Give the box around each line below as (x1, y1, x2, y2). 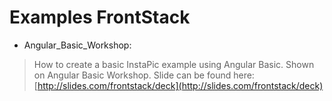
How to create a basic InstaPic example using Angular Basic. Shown (33, 58, 315, 70)
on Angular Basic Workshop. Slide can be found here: (33, 69, 255, 81)
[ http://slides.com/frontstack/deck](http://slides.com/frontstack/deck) (33, 79, 324, 91)
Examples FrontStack (9, 6, 191, 29)
